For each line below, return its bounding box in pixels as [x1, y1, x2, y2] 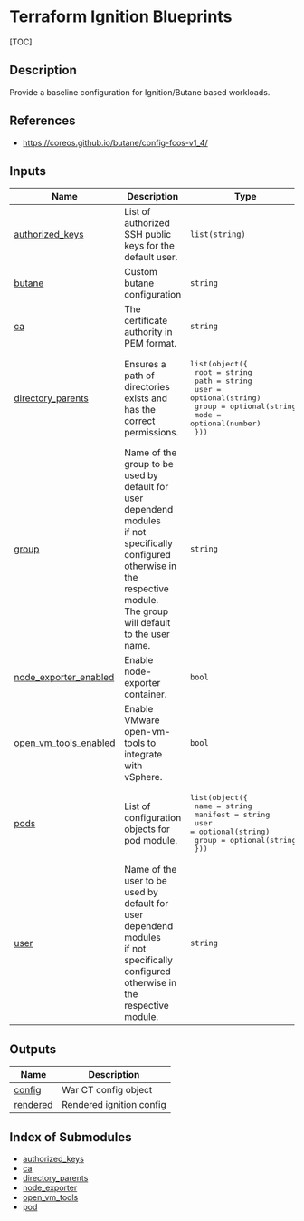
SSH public [123, 229, 172, 241]
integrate [123, 748, 163, 761]
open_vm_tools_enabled [14, 737, 116, 749]
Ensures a [123, 357, 166, 370]
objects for [123, 823, 170, 835]
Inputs [9, 163, 47, 179]
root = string [194, 367, 252, 377]
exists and [123, 392, 168, 405]
